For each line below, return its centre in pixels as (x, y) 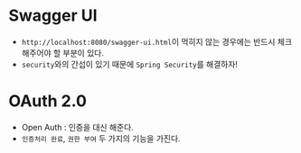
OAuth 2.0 (48, 101)
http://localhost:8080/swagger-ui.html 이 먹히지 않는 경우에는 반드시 (148, 41)
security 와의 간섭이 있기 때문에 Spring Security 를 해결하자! (130, 64)
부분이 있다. (84, 53)
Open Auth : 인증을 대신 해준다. (78, 127)
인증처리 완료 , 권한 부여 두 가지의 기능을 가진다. (101, 138)
